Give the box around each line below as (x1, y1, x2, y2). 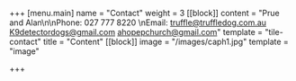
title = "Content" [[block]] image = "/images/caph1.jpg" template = (43, 36, 290, 47)
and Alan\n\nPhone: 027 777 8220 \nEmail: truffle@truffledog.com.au (9, 17, 267, 28)
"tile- (265, 27, 283, 37)
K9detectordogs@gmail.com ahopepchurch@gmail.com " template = (9, 27, 264, 37)
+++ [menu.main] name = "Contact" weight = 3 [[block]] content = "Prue (9, 8, 281, 18)
